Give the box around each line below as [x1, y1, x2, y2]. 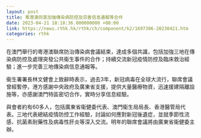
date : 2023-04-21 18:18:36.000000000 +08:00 [6, 20, 119, 26]
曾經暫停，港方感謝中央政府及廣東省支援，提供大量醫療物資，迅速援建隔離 [6, 83, 190, 90]
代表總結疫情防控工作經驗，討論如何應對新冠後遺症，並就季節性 [26, 111, 184, 118]
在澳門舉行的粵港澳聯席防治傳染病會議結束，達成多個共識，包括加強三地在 [6, 48, 190, 56]
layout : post [6, 8, 39, 15]
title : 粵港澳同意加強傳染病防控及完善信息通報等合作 [6, 14, 123, 20]
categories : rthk [6, 31, 50, 37]
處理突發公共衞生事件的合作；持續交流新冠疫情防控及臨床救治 [32, 56, 184, 63]
